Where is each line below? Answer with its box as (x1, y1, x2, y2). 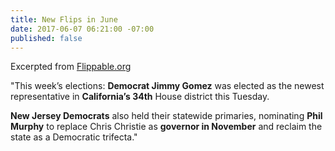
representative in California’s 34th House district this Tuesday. (10, 91, 270, 103)
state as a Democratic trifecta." (10, 131, 138, 143)
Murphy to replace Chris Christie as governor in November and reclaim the (10, 121, 323, 133)
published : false (10, 33, 83, 43)
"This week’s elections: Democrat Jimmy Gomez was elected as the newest (10, 80, 325, 92)
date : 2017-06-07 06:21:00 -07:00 (10, 24, 155, 34)
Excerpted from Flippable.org (10, 61, 132, 73)
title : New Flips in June (10, 14, 118, 25)
